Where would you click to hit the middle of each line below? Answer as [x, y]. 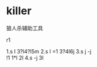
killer [19, 11]
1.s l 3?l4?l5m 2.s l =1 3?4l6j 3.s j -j [49, 51]
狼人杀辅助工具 [25, 28]
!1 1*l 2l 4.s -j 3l [25, 58]
